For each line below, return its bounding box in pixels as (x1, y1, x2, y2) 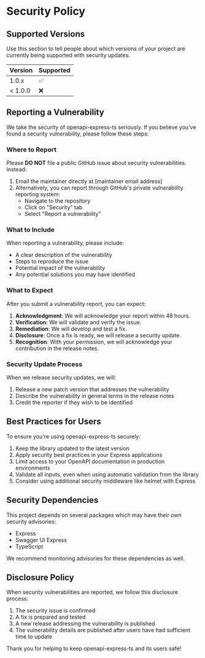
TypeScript (15, 543, 44, 550)
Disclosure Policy (6, 572, 75, 583)
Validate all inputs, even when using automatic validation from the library (15, 470, 199, 478)
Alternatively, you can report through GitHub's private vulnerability (15, 184, 184, 191)
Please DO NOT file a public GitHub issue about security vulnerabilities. (6, 159, 187, 167)
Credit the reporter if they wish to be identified (15, 399, 133, 406)
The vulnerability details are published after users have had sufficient (15, 627, 190, 634)
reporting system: (15, 191, 60, 198)
